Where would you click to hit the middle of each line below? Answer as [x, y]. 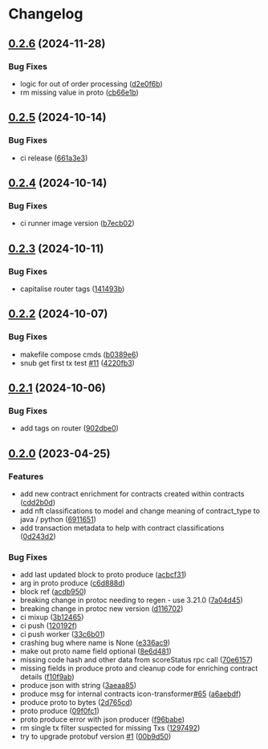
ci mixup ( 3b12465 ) [52, 617]
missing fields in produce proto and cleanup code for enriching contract [139, 668]
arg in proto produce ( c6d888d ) [73, 583]
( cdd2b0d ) [38, 502]
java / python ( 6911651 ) [58, 519]
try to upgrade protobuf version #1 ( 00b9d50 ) [95, 737]
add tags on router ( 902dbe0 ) [69, 428]
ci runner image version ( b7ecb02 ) [77, 223]
